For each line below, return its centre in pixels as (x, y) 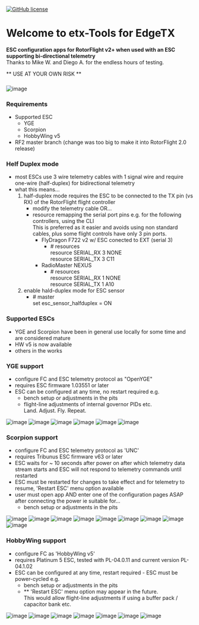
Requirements (27, 104)
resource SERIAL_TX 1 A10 (82, 284)
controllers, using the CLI (63, 221)
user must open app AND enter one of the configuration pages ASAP (99, 495)
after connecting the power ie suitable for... (67, 501)
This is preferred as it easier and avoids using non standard (105, 227)
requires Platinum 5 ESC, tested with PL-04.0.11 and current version (97, 560)
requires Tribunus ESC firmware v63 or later (69, 457)
